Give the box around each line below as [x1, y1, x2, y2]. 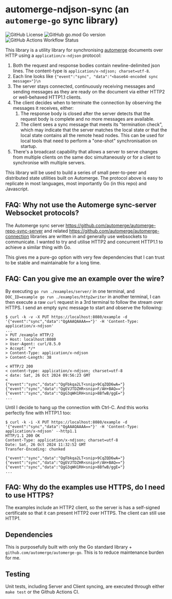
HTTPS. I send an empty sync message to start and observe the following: [5, 304, 163, 311]
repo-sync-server [5, 227, 43, 234]
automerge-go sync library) [5, 14, 118, 26]
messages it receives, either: [12, 105, 74, 111]
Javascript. [5, 186, 29, 192]
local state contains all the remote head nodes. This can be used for [20, 132, 164, 138]
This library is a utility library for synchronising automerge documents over [5, 47, 163, 53]
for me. [5, 555, 21, 561]
